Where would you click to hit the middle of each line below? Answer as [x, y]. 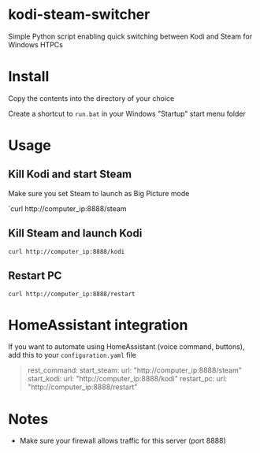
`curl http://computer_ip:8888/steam [67, 208]
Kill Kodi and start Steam [70, 175]
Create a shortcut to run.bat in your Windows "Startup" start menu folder [127, 113]
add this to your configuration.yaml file [72, 355]
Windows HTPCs [35, 44]
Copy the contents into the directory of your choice [91, 98]
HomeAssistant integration [98, 325]
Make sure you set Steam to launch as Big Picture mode [99, 193]
